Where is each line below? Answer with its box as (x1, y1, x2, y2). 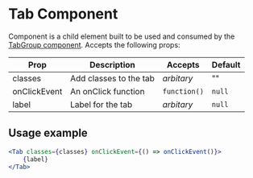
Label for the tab (69, 98, 133, 110)
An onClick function (69, 85, 145, 97)
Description (89, 59, 135, 70)
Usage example (8, 126, 89, 140)
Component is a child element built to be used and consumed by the (8, 31, 235, 41)
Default (211, 59, 241, 70)
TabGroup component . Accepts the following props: (8, 39, 180, 49)
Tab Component (8, 5, 118, 23)
